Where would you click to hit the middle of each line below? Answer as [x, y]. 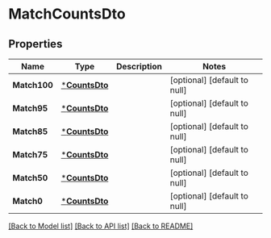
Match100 [33, 85]
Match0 [27, 201]
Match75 [30, 154]
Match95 [30, 108]
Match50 [30, 178]
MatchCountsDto [67, 14]
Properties [35, 44]
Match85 [30, 132]
